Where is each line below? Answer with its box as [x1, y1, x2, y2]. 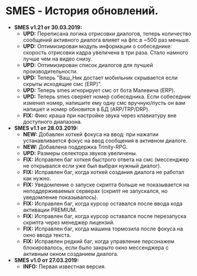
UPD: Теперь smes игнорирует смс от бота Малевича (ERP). [22, 86, 176, 94]
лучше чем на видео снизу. [22, 55, 92, 62]
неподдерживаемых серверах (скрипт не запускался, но [22, 187, 168, 194]
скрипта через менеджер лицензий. [22, 219, 115, 226]
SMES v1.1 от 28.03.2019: [14, 124, 79, 131]
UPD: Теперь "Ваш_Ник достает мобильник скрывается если [22, 74, 178, 81]
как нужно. [22, 175, 51, 182]
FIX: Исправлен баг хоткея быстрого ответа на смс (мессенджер [22, 156, 189, 163]
